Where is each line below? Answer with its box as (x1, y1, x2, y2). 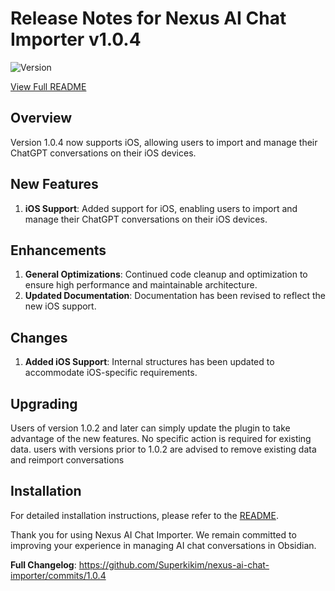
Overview (10, 110, 73, 127)
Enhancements (10, 242, 107, 259)
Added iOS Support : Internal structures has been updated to (24, 356, 275, 368)
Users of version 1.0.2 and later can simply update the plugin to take (10, 422, 291, 434)
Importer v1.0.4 (10, 28, 142, 51)
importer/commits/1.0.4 (10, 569, 107, 581)
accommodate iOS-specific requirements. (24, 367, 198, 379)
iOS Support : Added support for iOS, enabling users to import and (24, 202, 298, 214)
